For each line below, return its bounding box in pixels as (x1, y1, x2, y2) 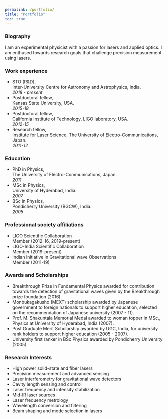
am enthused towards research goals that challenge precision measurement (5, 49, 162, 55)
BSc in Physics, (12, 198, 44, 204)
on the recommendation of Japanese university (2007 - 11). (12, 309, 134, 315)
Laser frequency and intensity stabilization (12, 387, 100, 393)
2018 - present (12, 89, 43, 95)
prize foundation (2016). (12, 293, 62, 300)
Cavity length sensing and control (12, 381, 82, 387)
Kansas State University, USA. (12, 100, 75, 106)
